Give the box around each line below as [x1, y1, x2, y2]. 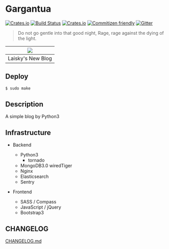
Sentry [20, 179, 35, 185]
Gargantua [5, 3, 52, 15]
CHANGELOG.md [5, 238, 42, 244]
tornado [28, 157, 45, 164]
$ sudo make [5, 85, 31, 91]
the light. [17, 35, 37, 41]
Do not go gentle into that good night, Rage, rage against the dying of [17, 30, 164, 36]
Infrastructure [5, 128, 51, 137]
